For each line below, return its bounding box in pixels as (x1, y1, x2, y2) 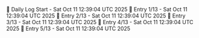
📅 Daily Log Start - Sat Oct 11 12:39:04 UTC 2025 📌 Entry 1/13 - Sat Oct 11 (6, 6, 188, 13)
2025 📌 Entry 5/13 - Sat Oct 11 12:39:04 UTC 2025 (6, 25, 131, 32)
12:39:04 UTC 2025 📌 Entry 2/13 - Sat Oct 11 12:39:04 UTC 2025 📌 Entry (6, 12, 186, 19)
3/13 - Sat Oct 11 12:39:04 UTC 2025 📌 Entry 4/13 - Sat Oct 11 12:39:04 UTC (6, 19, 194, 25)
